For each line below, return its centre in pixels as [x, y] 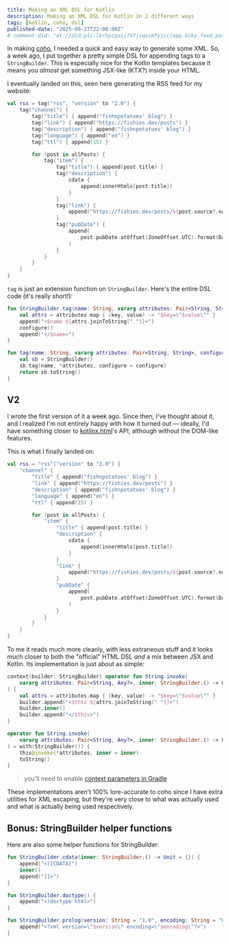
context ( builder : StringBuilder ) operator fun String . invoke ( [98, 677]
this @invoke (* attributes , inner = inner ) [79, 753]
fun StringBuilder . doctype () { [52, 895]
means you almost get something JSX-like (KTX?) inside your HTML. [104, 70]
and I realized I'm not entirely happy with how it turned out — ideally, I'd [108, 424]
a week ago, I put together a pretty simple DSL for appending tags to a [106, 56]
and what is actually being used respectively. [71, 806]
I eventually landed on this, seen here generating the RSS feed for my [105, 84]
